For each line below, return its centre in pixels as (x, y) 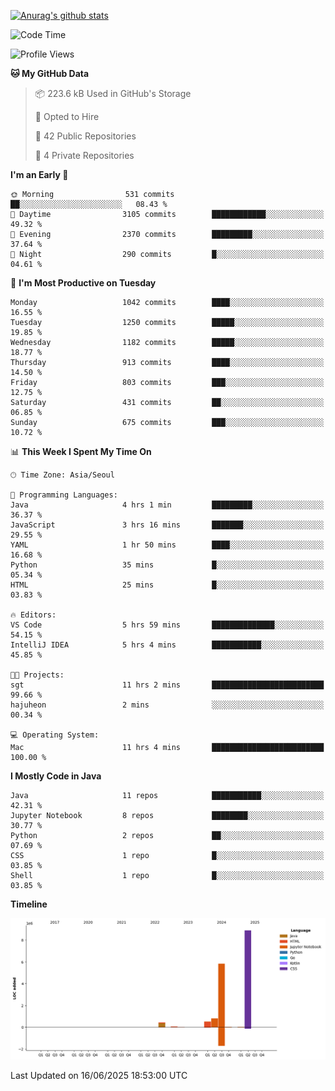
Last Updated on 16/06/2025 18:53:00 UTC (99, 1075)
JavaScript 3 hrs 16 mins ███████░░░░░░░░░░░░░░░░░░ (167, 525)
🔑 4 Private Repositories (84, 155)
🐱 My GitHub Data (50, 73)
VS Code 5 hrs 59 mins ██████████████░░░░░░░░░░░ (167, 625)
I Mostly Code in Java (56, 776)
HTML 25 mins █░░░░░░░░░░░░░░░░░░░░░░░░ (167, 585)
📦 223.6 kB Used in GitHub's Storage (113, 93)
